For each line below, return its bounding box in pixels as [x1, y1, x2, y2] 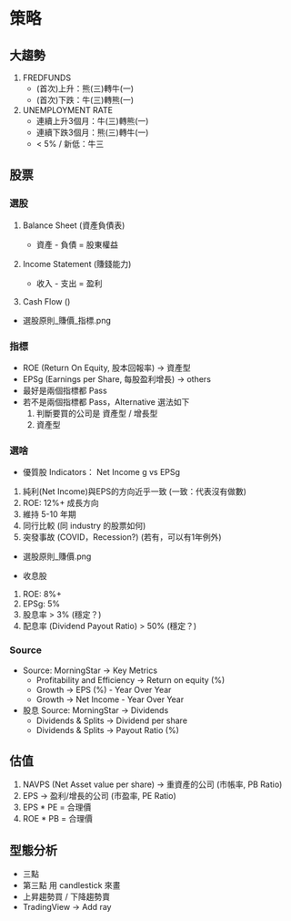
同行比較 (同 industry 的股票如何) [22, 521, 146, 532]
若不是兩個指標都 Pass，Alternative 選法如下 [22, 396, 190, 407]
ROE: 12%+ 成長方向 [22, 498, 100, 509]
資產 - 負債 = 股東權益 [35, 239, 119, 250]
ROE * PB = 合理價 [22, 813, 94, 824]
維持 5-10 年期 [22, 509, 76, 520]
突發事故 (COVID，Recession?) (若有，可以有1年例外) [22, 532, 222, 543]
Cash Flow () [22, 295, 71, 306]
